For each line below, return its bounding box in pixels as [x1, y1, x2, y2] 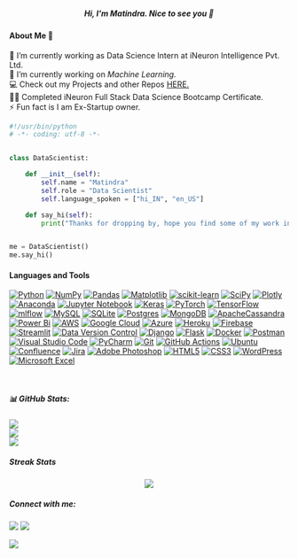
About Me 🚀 [9, 30, 53, 41]
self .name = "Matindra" [41, 178, 129, 187]
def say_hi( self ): [25, 210, 93, 220]
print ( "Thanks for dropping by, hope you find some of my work [41, 219, 279, 228]
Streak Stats [9, 456, 57, 467]
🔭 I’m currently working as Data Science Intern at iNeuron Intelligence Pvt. [9, 50, 280, 60]
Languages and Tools [9, 269, 90, 280]
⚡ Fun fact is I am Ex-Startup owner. [9, 101, 141, 112]
